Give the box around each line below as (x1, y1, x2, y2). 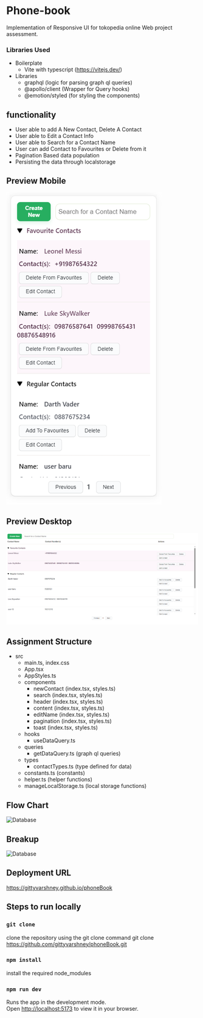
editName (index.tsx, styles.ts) (33, 711, 110, 718)
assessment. (6, 30, 38, 37)
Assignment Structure (6, 636, 92, 647)
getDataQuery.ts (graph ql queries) (33, 750, 121, 757)
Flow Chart (6, 800, 49, 810)
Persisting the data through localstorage (15, 158, 116, 165)
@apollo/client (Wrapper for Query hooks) (24, 85, 130, 93)
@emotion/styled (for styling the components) (24, 92, 140, 99)
